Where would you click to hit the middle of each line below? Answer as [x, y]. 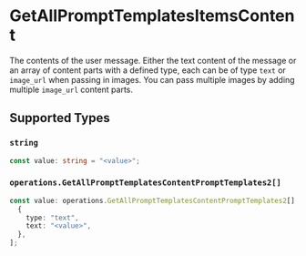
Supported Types [60, 118]
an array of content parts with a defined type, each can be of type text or [148, 70]
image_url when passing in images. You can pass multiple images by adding [152, 79]
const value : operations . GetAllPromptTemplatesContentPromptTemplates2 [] [153, 200]
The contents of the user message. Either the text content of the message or [153, 60]
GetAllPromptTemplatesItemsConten [152, 16]
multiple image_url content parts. [71, 89]
